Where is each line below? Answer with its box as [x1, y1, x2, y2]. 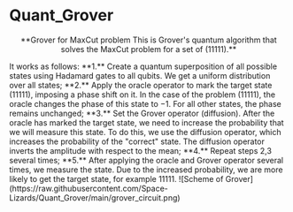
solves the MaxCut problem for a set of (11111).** [60, 43, 237, 54]
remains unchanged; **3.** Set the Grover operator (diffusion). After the [9, 108, 275, 118]
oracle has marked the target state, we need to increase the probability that [9, 117, 285, 128]
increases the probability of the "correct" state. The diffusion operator [9, 136, 266, 147]
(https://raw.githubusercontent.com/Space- [9, 183, 168, 193]
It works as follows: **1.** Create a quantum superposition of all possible [9, 61, 277, 72]
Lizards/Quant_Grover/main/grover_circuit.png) [9, 192, 181, 203]
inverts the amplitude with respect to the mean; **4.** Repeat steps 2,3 [9, 145, 273, 155]
